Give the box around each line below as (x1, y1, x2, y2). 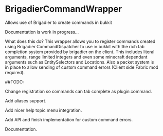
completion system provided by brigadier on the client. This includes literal (5, 49, 155, 55)
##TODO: (5, 79, 24, 85)
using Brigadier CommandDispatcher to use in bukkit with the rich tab (5, 43, 145, 49)
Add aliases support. (5, 97, 47, 103)
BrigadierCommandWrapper (5, 3, 122, 15)
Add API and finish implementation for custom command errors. (5, 117, 133, 122)
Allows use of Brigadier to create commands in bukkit (5, 19, 112, 25)
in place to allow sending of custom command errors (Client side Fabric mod (5, 64, 159, 70)
